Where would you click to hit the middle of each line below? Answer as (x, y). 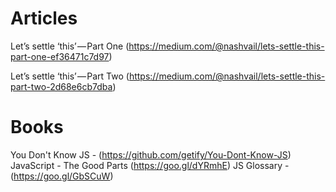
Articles (44, 18)
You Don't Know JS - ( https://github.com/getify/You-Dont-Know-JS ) (151, 154)
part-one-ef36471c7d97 (60, 56)
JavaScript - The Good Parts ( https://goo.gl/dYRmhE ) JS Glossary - (150, 165)
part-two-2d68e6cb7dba (61, 86)
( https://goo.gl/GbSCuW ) (62, 176)
